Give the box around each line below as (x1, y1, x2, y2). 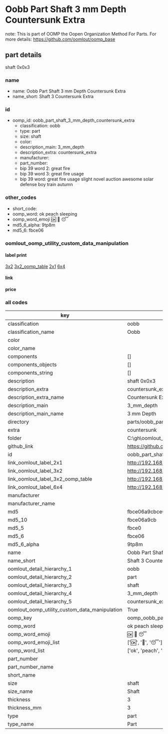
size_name (7, 688, 33, 695)
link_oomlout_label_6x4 (7, 484, 63, 491)
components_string (7, 370, 53, 377)
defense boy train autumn (19, 181, 73, 188)
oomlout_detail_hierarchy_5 (7, 598, 72, 605)
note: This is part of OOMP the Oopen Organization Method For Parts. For (5, 31, 156, 37)
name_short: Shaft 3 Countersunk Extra (12, 94, 94, 100)
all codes (5, 299, 28, 306)
